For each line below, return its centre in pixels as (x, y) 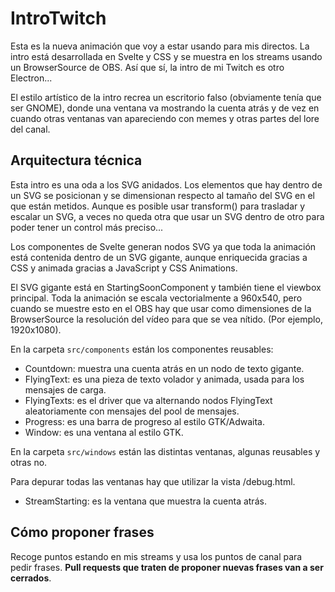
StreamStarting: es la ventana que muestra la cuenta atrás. (145, 501)
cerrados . (31, 578)
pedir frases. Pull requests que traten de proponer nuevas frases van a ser (167, 567)
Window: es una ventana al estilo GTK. (104, 432)
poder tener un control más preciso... (87, 227)
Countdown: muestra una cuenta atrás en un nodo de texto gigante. (164, 368)
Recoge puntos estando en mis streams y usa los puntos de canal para (156, 556)
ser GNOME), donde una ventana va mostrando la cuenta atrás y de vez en (165, 108)
